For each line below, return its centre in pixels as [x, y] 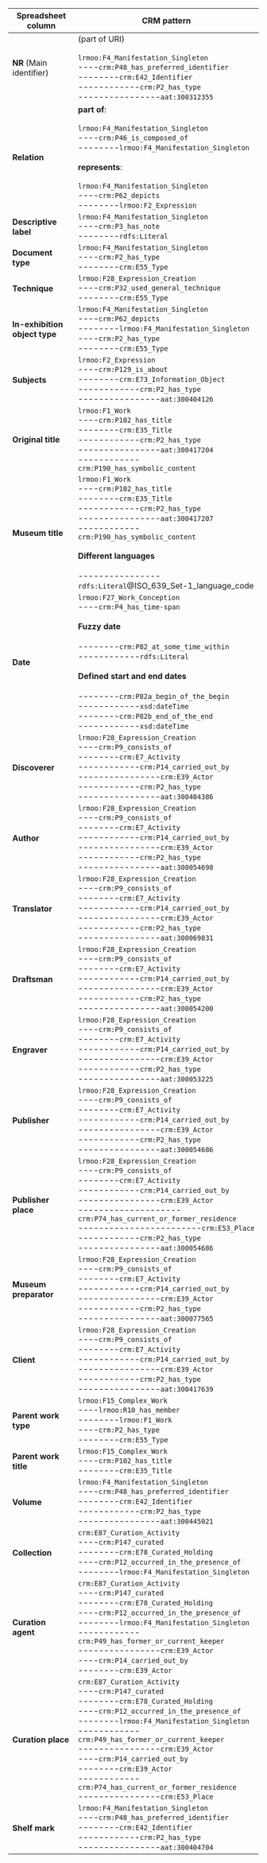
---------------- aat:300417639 [146, 1389]
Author [26, 838]
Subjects [29, 380]
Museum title [38, 533]
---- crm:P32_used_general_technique [149, 287]
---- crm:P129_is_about [123, 369]
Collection [32, 1552]
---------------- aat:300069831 [146, 937]
